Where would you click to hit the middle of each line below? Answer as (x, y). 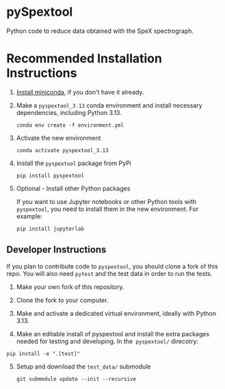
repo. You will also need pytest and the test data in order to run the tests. (109, 273)
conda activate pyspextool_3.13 (62, 150)
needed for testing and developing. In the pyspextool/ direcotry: (107, 341)
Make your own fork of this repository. (70, 287)
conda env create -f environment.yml (70, 125)
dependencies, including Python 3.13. (69, 112)
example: (29, 216)
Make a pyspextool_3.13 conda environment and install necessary (109, 105)
